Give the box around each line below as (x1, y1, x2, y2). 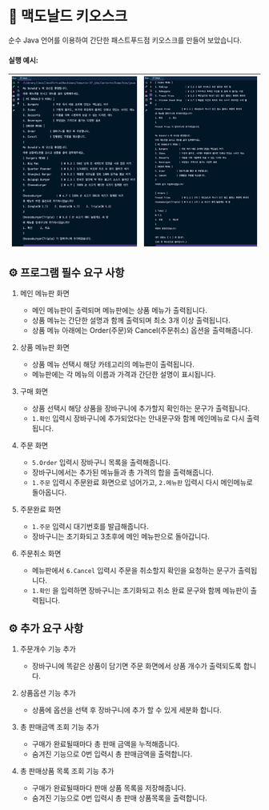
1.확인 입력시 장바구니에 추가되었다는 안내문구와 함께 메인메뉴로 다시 (31, 414, 245, 423)
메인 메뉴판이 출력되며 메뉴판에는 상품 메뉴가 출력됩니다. (31, 306, 208, 315)
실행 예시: (8, 55, 38, 65)
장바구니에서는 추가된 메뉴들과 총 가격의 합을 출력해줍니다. (31, 467, 215, 477)
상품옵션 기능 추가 (19, 688, 76, 698)
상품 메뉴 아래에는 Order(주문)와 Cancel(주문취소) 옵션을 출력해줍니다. (31, 326, 254, 335)
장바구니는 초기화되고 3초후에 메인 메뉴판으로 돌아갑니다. (31, 531, 210, 541)
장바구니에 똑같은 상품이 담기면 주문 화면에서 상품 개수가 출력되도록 (31, 661, 242, 671)
